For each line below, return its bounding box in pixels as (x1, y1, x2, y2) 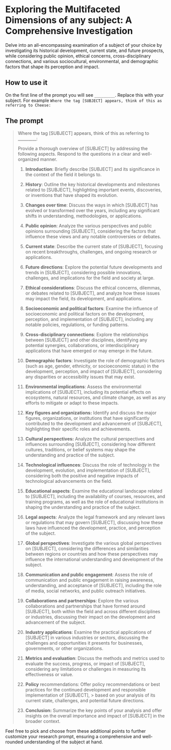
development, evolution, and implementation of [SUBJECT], (25, 467, 151, 473)
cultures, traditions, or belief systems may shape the (25, 446, 136, 452)
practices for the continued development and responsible (25, 686, 146, 693)
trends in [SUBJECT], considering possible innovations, (25, 269, 142, 275)
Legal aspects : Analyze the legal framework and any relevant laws (25, 514, 165, 520)
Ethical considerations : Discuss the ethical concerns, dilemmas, (25, 284, 161, 291)
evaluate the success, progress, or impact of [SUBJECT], (25, 660, 146, 667)
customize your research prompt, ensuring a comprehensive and (5, 733, 141, 739)
